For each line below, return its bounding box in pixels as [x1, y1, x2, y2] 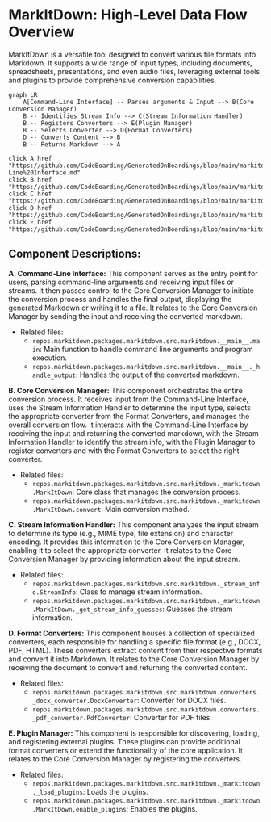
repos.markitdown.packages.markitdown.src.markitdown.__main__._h [31, 363, 261, 371]
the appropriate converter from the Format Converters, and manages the [8, 411, 250, 421]
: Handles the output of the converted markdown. [75, 370, 240, 380]
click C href [8, 190, 52, 198]
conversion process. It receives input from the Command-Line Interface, [8, 394, 249, 404]
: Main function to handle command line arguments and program [39, 344, 254, 354]
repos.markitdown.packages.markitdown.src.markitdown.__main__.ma [31, 337, 261, 345]
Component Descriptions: [8, 247, 141, 261]
